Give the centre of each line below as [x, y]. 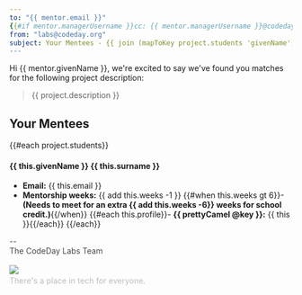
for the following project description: [77, 78]
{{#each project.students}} [59, 146]
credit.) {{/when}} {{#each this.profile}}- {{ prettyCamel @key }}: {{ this [156, 215]
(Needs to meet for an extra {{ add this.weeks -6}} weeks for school [152, 205]
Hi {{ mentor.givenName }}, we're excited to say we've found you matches [147, 68]
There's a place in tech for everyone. [78, 281]
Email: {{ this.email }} [62, 186]
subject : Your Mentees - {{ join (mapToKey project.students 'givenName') [152, 43]
